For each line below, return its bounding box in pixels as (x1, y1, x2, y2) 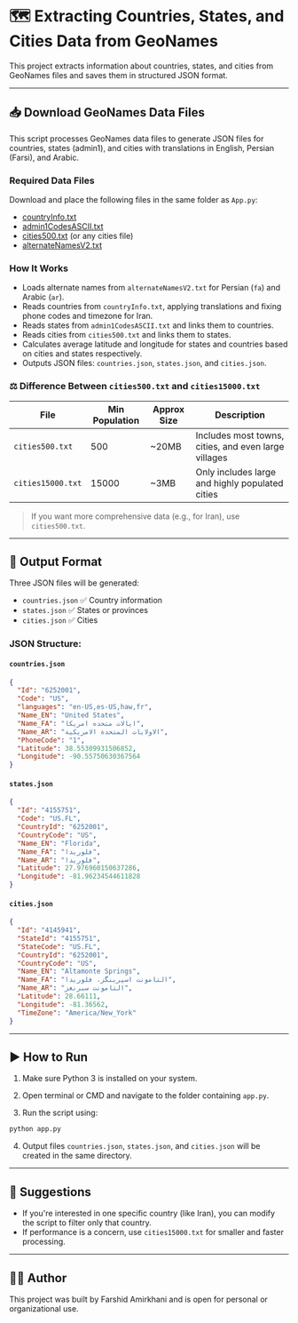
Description (214, 409, 266, 421)
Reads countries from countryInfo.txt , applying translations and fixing (21, 301, 282, 312)
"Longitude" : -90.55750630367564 (17, 752, 141, 761)
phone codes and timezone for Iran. (21, 311, 153, 322)
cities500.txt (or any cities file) (21, 231, 134, 242)
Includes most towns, (195, 429, 285, 442)
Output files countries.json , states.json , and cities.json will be (21, 1141, 261, 1152)
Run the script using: (21, 1107, 98, 1119)
